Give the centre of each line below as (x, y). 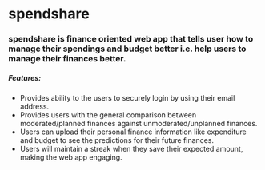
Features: (25, 77)
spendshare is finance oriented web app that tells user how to (131, 39)
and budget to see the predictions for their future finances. (117, 140)
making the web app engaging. (71, 157)
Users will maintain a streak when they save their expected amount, (131, 149)
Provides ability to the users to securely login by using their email (127, 98)
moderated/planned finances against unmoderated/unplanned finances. (139, 124)
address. (34, 107)
